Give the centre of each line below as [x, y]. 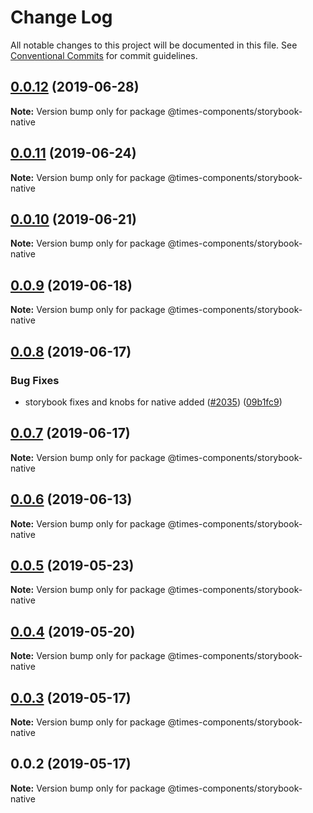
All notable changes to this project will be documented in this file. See [154, 45]
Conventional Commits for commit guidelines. [104, 55]
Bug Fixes [35, 380]
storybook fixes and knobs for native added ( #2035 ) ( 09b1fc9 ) [153, 402]
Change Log [61, 17]
